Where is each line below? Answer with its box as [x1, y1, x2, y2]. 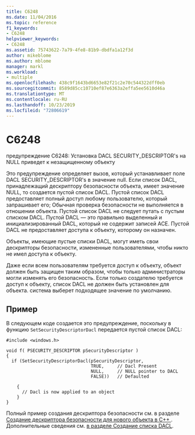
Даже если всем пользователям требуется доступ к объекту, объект [6, 262, 182, 269]
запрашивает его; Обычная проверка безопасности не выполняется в [6, 201, 184, 208]
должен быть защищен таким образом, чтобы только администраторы [6, 268, 186, 275]
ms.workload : [6, 69, 38, 75]
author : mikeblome [6, 53, 51, 58]
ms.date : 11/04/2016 [6, 14, 57, 20]
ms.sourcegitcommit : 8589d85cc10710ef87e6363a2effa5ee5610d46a [6, 86, 165, 91]
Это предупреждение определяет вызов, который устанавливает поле [6, 170, 185, 177]
